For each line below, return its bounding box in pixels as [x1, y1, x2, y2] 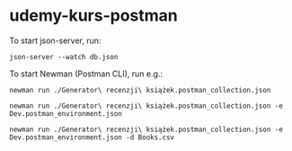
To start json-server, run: [9, 35, 102, 46]
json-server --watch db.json [9, 52, 119, 61]
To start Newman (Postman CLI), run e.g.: [9, 68, 164, 79]
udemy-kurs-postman [9, 5, 178, 26]
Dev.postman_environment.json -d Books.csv [9, 132, 175, 142]
